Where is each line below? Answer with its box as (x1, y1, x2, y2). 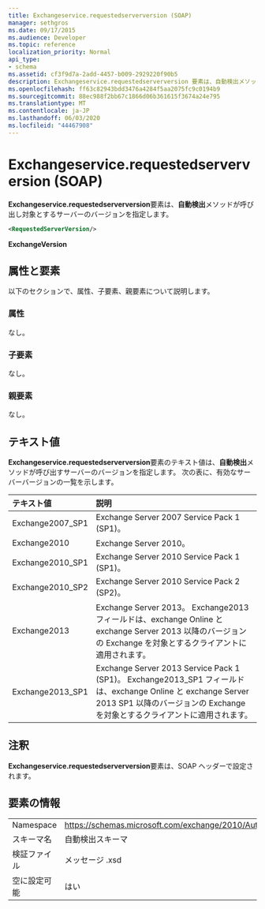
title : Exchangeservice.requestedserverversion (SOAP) (8, 11, 192, 20)
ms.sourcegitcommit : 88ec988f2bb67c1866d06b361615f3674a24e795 (8, 92, 221, 100)
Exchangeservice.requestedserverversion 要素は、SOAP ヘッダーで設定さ (8, 761, 254, 770)
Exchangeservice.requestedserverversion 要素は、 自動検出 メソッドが (8, 199, 241, 209)
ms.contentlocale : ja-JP (8, 107, 90, 115)
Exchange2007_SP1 (12, 518, 88, 529)
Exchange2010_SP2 (12, 582, 88, 593)
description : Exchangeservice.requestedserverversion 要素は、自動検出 (8, 77, 239, 85)
